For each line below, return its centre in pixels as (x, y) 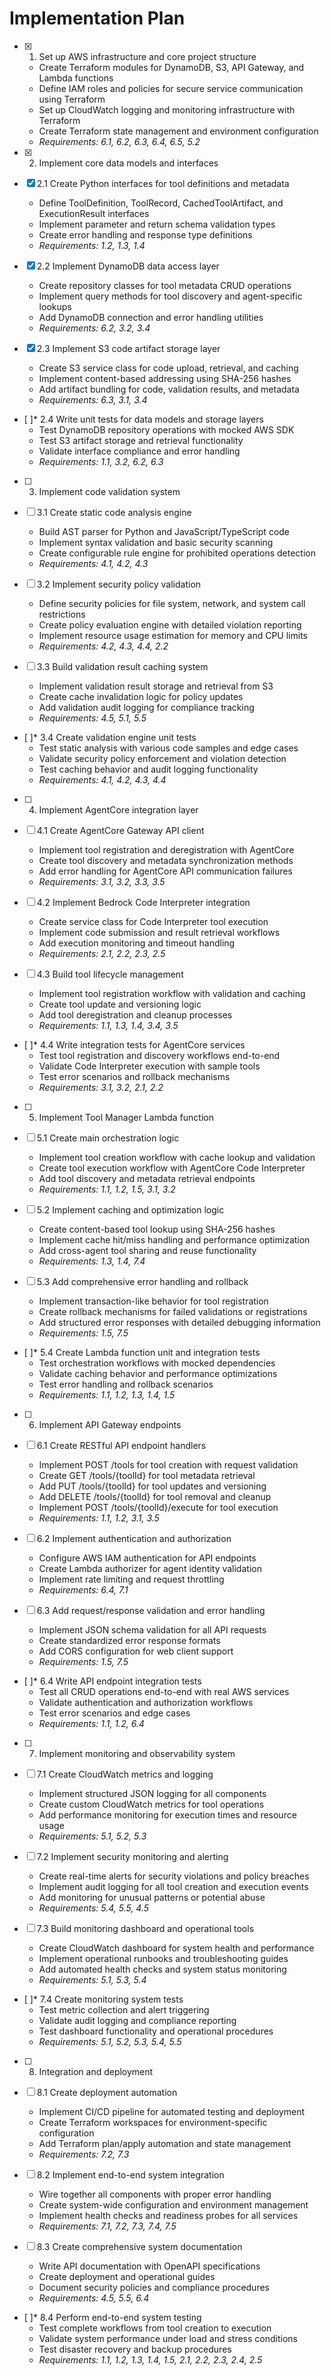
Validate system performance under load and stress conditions (168, 2338)
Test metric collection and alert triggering (124, 2009)
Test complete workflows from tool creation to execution (155, 2328)
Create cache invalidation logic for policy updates (141, 696)
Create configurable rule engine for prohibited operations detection (177, 553)
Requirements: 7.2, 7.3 (84, 2154)
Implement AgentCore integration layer (118, 809)
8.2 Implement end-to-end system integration (130, 2174)
